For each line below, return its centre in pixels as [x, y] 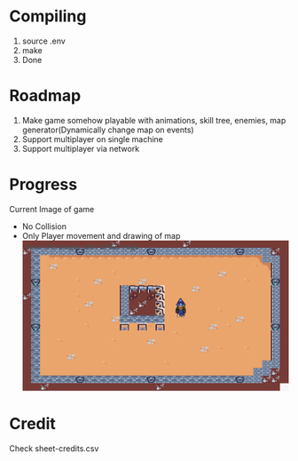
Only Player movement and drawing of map [101, 235]
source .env [44, 41]
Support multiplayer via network [81, 148]
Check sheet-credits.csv [54, 449]
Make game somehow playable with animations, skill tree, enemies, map [154, 120]
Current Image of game [52, 209]
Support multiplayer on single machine [93, 139]
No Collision [44, 226]
